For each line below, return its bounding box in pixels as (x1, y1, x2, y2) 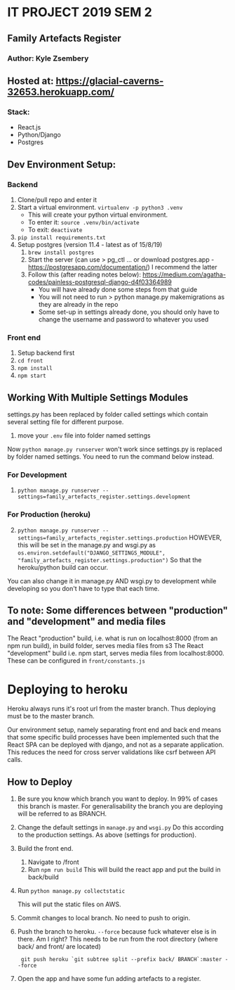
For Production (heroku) (7, 509, 91, 519)
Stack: (7, 107, 30, 117)
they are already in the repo (38, 300, 119, 308)
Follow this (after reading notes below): (27, 270, 142, 279)
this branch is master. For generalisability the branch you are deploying (17, 802, 223, 811)
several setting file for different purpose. (7, 417, 124, 426)
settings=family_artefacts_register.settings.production (17, 534, 188, 542)
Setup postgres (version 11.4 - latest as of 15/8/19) (17, 240, 163, 248)
